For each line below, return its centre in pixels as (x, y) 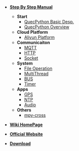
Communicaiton (33, 43)
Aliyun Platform (39, 37)
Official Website (26, 134)
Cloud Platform (32, 32)
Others (24, 110)
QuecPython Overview (47, 27)
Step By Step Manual (31, 7)
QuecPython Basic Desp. (49, 22)
